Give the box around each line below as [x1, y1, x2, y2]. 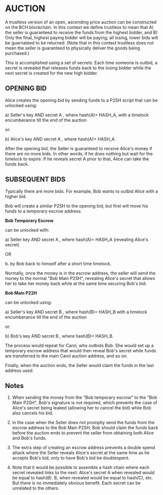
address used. [5, 367, 34, 373]
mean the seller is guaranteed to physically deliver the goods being [5, 45, 140, 51]
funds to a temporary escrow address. [5, 208, 82, 214]
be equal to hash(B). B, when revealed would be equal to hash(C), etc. [12, 475, 153, 481]
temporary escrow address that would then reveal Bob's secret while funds [5, 347, 156, 353]
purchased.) [5, 50, 30, 56]
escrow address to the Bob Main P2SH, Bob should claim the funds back [12, 425, 159, 430]
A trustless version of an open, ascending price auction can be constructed [5, 19, 157, 25]
